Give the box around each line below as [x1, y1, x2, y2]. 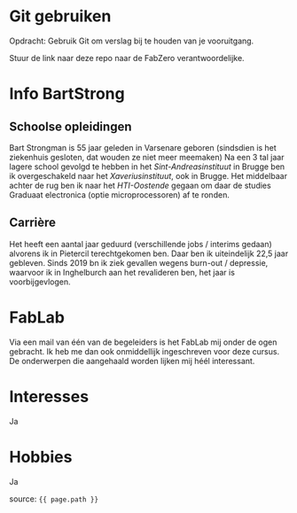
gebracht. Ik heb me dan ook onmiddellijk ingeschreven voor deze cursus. [9, 346, 280, 356]
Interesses [9, 386, 90, 407]
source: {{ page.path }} [9, 494, 99, 504]
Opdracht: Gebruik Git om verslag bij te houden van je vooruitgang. [9, 35, 254, 46]
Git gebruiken [9, 6, 112, 27]
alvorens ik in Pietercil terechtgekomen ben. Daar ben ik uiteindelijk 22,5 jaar [9, 248, 289, 259]
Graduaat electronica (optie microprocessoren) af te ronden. [9, 189, 231, 200]
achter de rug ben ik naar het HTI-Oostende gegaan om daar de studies [9, 180, 272, 190]
